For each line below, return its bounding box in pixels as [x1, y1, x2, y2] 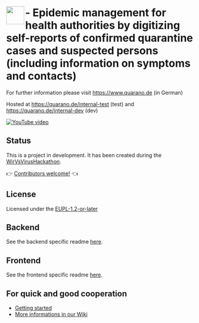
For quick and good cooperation [6, 288, 128, 299]
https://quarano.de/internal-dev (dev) [6, 107, 98, 114]
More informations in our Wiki [14, 310, 88, 318]
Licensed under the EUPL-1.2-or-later [6, 205, 98, 212]
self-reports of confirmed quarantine [6, 32, 194, 45]
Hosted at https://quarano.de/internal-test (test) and [6, 100, 135, 107]
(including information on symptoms [6, 57, 191, 70]
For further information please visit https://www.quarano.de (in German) [6, 89, 184, 96]
